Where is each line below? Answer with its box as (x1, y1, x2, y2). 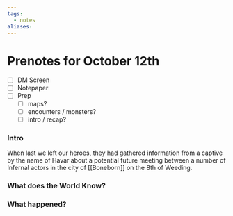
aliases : (7, 23, 33, 30)
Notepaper (17, 84, 49, 92)
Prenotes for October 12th (7, 53, 160, 69)
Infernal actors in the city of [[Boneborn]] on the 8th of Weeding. (7, 163, 193, 172)
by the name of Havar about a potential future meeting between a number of (7, 156, 226, 164)
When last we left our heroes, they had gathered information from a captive (7, 149, 223, 157)
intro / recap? (27, 115, 67, 124)
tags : (7, 10, 23, 17)
